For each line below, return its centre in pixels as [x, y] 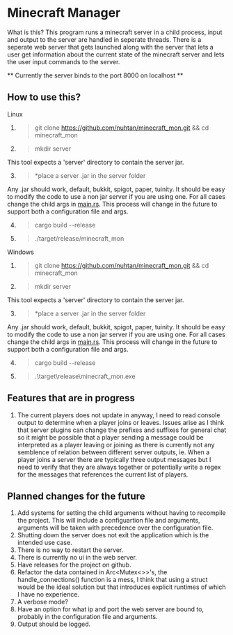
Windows [21, 252]
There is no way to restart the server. [70, 550]
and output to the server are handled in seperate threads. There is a [104, 39]
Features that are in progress [71, 398]
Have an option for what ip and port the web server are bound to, [110, 609]
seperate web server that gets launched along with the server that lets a [110, 47]
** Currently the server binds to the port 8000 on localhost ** [95, 75]
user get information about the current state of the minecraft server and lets [116, 54]
